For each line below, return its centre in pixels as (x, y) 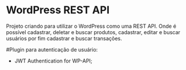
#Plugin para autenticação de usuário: (52, 49)
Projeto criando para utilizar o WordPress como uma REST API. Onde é (91, 26)
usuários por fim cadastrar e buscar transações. (64, 38)
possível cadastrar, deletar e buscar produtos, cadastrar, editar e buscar (93, 32)
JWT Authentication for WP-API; (53, 61)
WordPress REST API (58, 10)
